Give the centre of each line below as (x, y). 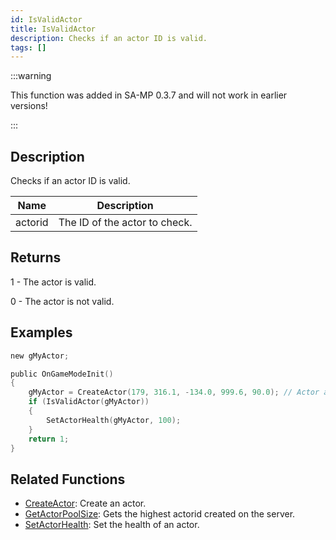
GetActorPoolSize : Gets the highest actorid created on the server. (160, 514)
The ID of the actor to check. (125, 223)
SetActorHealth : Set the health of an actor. (112, 525)
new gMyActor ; (40, 356)
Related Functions (68, 479)
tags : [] (28, 47)
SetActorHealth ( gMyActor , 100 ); (114, 420)
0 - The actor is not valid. (62, 301)
